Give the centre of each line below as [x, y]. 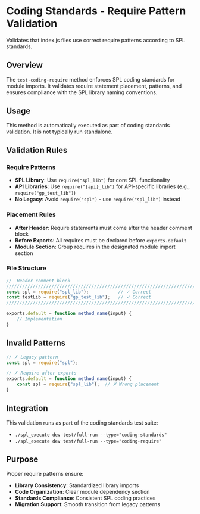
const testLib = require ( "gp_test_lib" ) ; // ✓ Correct [79, 297]
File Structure [26, 268]
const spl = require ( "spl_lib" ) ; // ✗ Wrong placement [88, 384]
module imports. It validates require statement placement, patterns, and [94, 86]
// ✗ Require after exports [41, 373]
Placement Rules [31, 214]
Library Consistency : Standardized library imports [77, 485]
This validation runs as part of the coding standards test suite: [82, 423]
